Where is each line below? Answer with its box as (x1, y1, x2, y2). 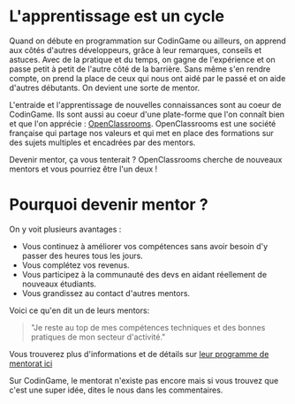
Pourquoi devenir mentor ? (9, 194, 209, 215)
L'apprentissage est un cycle (9, 6, 225, 27)
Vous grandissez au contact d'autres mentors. (21, 287, 191, 298)
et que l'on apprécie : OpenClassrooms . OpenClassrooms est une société (9, 118, 276, 129)
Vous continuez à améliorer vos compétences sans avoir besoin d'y (21, 240, 269, 251)
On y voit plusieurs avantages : (9, 224, 122, 234)
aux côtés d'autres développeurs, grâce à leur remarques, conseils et (9, 44, 262, 55)
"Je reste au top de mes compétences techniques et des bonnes (30, 322, 266, 332)
